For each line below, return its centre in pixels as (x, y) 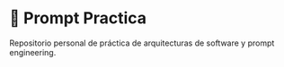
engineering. (33, 52)
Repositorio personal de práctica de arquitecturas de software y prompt (142, 43)
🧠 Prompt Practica (78, 18)
